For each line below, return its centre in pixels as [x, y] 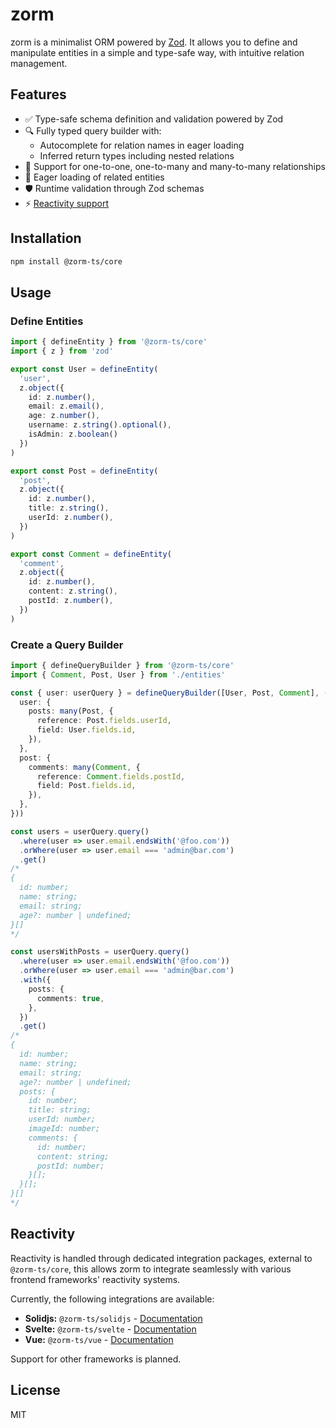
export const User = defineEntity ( [84, 369]
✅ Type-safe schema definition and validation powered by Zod [154, 119]
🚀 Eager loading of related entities [94, 177]
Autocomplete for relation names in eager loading [142, 145]
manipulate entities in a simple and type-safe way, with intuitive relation [157, 52]
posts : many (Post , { [71, 711]
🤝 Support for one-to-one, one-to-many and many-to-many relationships [175, 166]
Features [38, 94]
